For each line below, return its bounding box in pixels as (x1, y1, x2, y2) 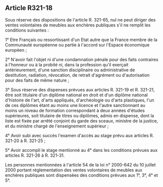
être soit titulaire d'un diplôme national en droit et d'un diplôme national (5, 92, 148, 98)
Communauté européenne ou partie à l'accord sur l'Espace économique (5, 42, 150, 48)
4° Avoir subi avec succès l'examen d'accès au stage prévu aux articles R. (5, 132, 154, 138)
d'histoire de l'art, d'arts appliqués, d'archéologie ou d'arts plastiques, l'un (5, 97, 154, 103)
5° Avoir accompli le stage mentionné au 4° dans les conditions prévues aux (5, 147, 158, 153)
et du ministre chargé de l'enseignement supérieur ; (5, 123, 109, 129)
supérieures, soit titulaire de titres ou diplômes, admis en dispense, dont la (5, 112, 154, 119)
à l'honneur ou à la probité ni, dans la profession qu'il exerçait (5, 62, 129, 67)
